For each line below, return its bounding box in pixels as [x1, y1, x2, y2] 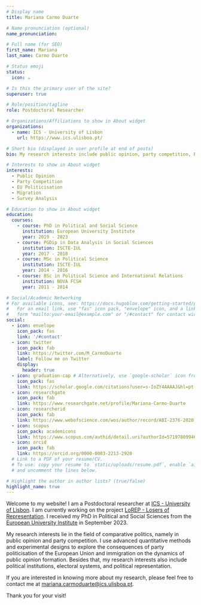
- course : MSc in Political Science [17, 256, 109, 262]
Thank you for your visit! [6, 592, 66, 599]
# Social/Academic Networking [6, 294, 82, 301]
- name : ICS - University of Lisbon [11, 129, 103, 135]
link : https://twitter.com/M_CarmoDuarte [17, 351, 121, 357]
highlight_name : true [6, 484, 60, 490]
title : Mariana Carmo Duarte [6, 14, 79, 20]
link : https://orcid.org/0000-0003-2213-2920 [17, 451, 133, 457]
